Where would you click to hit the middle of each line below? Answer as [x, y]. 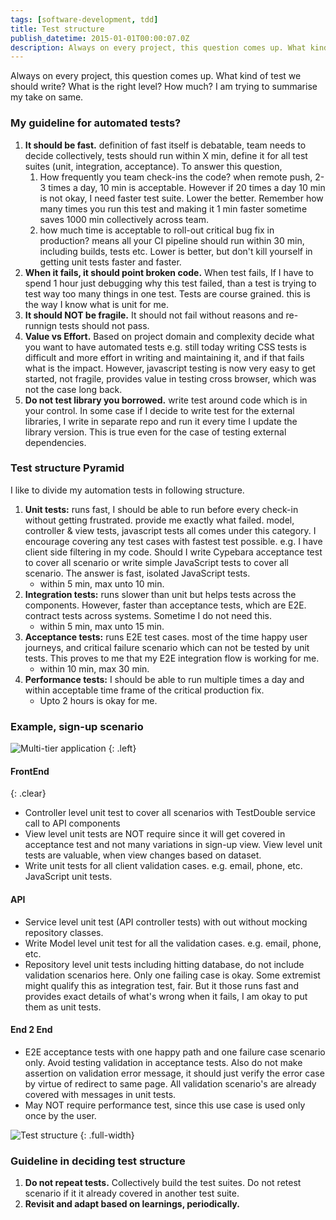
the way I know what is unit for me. [96, 304]
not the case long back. [73, 389]
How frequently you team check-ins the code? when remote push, [176, 177]
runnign [41, 325]
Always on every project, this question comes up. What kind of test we [156, 76]
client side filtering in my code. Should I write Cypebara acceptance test [173, 552]
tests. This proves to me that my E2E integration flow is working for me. [172, 658]
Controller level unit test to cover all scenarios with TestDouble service [170, 813]
